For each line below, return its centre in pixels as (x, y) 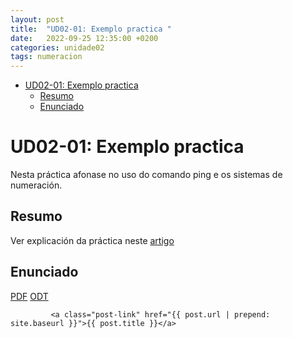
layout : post (37, 19)
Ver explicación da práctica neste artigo (92, 240)
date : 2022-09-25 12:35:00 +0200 (84, 38)
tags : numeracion (46, 57)
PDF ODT (29, 296)
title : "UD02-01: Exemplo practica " (91, 29)
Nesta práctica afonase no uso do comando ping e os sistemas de (146, 175)
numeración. (36, 185)
